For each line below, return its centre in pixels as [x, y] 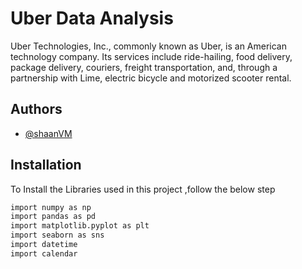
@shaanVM [48, 133]
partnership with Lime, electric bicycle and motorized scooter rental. [151, 78]
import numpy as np [51, 207]
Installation [46, 165]
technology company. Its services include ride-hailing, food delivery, [151, 56]
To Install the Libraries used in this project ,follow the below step [143, 189]
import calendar [44, 253]
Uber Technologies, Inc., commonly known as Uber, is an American [148, 46]
